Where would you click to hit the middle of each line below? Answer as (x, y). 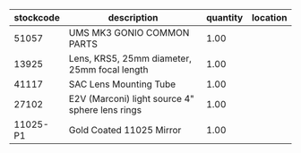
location (270, 17)
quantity (224, 17)
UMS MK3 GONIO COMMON (129, 33)
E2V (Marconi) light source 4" (132, 99)
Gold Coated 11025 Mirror (125, 130)
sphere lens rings (105, 110)
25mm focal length (108, 69)
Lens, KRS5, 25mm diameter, (130, 59)
